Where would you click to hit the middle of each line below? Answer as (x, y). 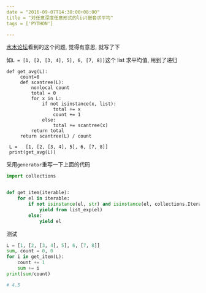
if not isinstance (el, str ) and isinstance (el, (90, 204)
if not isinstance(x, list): (79, 104)
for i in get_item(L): (35, 257)
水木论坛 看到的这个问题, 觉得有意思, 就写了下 (63, 47)
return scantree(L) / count (56, 136)
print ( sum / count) (29, 274)
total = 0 (44, 93)
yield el (50, 221)
